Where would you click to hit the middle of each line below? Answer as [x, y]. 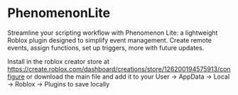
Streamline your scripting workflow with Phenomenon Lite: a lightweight [113, 33]
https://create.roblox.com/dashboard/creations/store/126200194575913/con [119, 69]
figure [16, 77]
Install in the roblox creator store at [59, 61]
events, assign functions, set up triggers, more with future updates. [106, 47]
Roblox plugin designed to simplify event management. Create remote [109, 40]
